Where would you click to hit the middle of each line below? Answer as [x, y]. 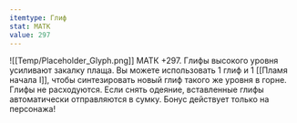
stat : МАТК [30, 26]
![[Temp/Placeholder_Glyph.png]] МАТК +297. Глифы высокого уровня [144, 61]
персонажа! [33, 109]
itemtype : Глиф [38, 18]
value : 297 [30, 35]
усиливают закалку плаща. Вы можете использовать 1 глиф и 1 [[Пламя [149, 70]
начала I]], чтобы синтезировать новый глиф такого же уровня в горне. [148, 80]
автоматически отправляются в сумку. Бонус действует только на [139, 99]
